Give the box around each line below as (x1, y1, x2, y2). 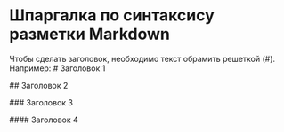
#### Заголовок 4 (9, 114, 78, 125)
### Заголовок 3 (9, 97, 74, 107)
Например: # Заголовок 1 (9, 63, 106, 74)
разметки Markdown (9, 24, 171, 44)
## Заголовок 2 (9, 80, 69, 90)
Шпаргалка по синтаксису (9, 5, 215, 26)
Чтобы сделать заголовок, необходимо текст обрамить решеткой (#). (9, 53, 276, 64)
